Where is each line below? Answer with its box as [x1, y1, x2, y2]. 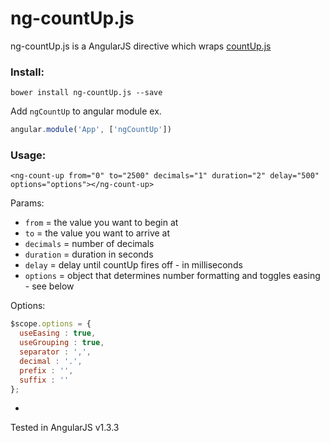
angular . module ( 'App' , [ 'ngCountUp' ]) [10, 125, 172, 135]
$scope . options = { [10, 319, 92, 329]
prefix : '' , [19, 365, 74, 376]
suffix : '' [19, 375, 70, 385]
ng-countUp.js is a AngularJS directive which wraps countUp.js [10, 40, 272, 52]
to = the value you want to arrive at [24, 227, 171, 239]
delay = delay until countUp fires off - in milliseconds [24, 259, 243, 271]
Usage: [10, 148, 47, 162]
